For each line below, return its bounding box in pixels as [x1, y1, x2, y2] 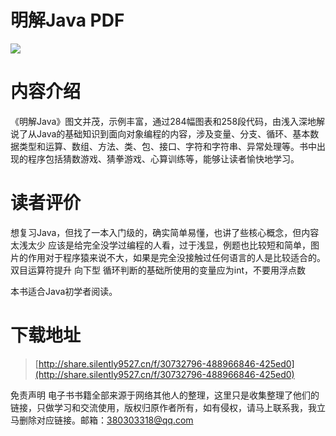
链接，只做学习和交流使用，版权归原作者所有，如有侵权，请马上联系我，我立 [10, 401, 326, 413]
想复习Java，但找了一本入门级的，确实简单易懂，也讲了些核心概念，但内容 [10, 226, 320, 238]
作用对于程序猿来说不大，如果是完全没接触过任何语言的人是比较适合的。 [27, 251, 326, 263]
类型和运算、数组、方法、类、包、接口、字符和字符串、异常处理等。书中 [18, 140, 317, 152]
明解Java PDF [10, 9, 125, 32]
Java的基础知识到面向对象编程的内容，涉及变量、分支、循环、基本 [36, 127, 311, 140]
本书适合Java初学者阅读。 [10, 285, 118, 297]
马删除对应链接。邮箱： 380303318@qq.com [10, 414, 194, 426]
